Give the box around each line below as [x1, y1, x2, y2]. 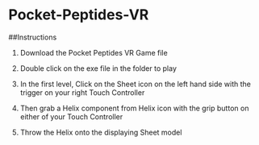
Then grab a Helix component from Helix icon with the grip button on [19, 103, 249, 113]
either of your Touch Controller [19, 111, 123, 122]
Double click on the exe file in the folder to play [19, 63, 178, 73]
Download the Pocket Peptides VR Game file [19, 48, 168, 57]
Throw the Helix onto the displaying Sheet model [19, 127, 182, 137]
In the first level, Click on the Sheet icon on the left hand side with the [19, 79, 252, 89]
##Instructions [8, 32, 57, 42]
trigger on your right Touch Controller [19, 87, 145, 97]
